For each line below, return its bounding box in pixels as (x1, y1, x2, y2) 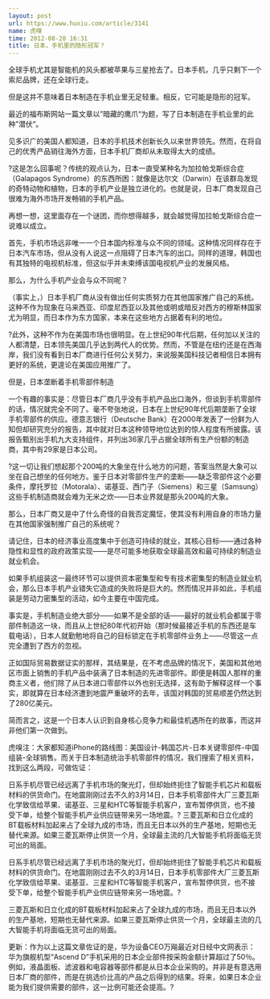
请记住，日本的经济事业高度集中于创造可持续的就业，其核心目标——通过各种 (8, 537, 262, 546)
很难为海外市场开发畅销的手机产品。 (8, 194, 129, 204)
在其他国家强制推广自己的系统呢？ (8, 519, 121, 529)
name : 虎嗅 (8, 27, 43, 35)
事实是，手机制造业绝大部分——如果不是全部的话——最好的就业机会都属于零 (8, 611, 262, 620)
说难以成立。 (8, 221, 51, 230)
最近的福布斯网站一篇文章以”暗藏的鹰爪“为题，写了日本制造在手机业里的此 (8, 110, 255, 119)
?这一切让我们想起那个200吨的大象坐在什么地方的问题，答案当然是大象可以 (8, 462, 258, 471)
